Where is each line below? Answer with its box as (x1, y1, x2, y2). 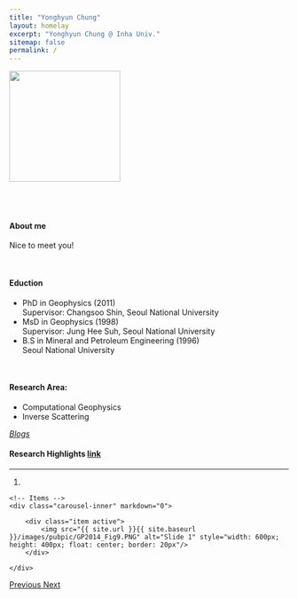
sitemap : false (9, 37, 66, 47)
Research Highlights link (9, 449, 102, 460)
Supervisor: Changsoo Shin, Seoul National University (21, 307, 219, 318)
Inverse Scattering (21, 411, 90, 421)
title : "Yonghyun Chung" (9, 12, 101, 22)
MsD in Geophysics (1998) (21, 316, 120, 327)
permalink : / (9, 46, 58, 55)
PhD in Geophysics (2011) (21, 297, 116, 308)
